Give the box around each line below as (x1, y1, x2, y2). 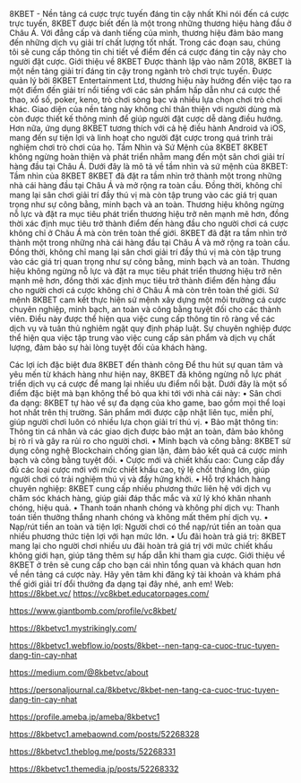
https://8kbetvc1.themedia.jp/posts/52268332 (9, 763, 179, 774)
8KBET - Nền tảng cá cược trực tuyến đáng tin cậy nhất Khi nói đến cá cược (9, 9, 289, 19)
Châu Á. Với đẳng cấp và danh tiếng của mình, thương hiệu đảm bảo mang (9, 28, 284, 38)
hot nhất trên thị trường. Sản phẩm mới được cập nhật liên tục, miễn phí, (9, 407, 275, 417)
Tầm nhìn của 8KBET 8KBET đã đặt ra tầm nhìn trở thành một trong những (9, 170, 282, 181)
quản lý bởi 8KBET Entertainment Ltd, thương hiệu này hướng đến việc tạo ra (9, 75, 292, 85)
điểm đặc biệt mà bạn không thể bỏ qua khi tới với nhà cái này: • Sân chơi (9, 388, 282, 398)
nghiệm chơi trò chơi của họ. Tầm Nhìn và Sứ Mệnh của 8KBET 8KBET (9, 142, 269, 152)
